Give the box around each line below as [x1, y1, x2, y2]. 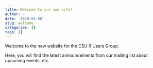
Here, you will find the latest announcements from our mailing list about [5, 52, 148, 58]
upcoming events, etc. [5, 58, 50, 63]
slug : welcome [5, 20, 34, 26]
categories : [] [5, 25, 36, 30]
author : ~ [5, 12, 25, 17]
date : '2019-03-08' [5, 16, 45, 21]
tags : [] [5, 30, 23, 34]
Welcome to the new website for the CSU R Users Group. [5, 43, 119, 49]
